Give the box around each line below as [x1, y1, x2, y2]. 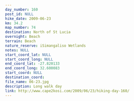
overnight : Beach [5, 34, 40, 39]
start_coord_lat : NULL [5, 52, 51, 57]
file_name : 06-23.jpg [5, 79, 49, 84]
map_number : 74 [5, 25, 36, 30]
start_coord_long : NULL [5, 57, 54, 62]
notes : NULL [5, 48, 29, 52]
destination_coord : [5, 75, 45, 80]
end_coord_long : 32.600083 [5, 66, 60, 71]
